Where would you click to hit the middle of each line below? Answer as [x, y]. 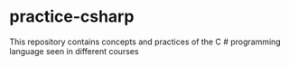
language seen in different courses [74, 51]
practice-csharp [72, 17]
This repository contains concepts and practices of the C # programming [145, 42]
